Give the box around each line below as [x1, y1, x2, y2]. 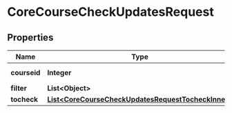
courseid [10, 68, 41, 77]
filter [10, 83, 28, 93]
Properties [7, 32, 54, 43]
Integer [47, 68, 72, 77]
